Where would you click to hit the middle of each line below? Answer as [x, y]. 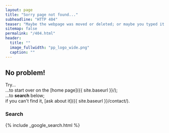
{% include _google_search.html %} [43, 125]
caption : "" [23, 52]
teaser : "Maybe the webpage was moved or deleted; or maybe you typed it [85, 24]
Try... [11, 85]
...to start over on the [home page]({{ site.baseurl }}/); [61, 90]
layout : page [19, 10]
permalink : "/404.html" [30, 33]
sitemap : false [21, 29]
